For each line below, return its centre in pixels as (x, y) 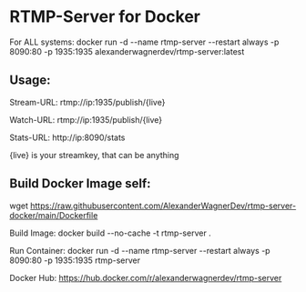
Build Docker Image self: (81, 184)
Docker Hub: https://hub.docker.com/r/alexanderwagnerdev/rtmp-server (146, 277)
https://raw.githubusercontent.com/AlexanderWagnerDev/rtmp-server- (163, 206)
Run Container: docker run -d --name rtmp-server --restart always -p (140, 250)
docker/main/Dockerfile (54, 215)
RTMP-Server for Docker (105, 17)
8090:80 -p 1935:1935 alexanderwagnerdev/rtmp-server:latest (127, 51)
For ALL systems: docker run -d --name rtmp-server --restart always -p (144, 42)
